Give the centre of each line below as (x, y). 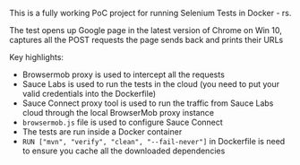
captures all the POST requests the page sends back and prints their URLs (146, 40)
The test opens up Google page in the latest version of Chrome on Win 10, (146, 30)
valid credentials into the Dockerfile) (89, 94)
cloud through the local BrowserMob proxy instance (118, 113)
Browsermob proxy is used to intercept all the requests (124, 74)
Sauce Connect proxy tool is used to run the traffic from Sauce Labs (148, 103)
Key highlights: (37, 57)
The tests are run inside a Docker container (102, 132)
